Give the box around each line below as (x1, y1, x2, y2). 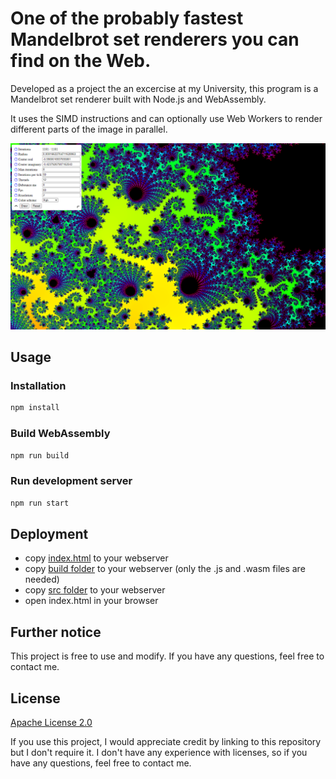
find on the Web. (10, 50, 152, 72)
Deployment (10, 526, 89, 542)
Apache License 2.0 (10, 717, 93, 729)
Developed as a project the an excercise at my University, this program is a (10, 82, 319, 94)
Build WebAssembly (10, 427, 111, 441)
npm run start (10, 498, 70, 508)
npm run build (10, 450, 70, 461)
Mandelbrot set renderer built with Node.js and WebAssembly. (10, 93, 267, 105)
